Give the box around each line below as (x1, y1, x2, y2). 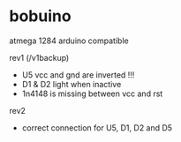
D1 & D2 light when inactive (21, 78, 122, 89)
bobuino (9, 6, 72, 26)
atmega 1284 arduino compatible (9, 35, 130, 46)
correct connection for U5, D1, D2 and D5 (21, 122, 173, 133)
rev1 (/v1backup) (9, 52, 70, 63)
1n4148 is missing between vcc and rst (21, 88, 163, 99)
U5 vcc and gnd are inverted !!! (21, 69, 135, 80)
